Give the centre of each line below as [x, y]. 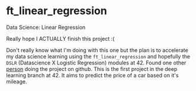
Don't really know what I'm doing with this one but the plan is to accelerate [97, 50]
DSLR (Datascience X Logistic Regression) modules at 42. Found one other [96, 63]
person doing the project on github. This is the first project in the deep [92, 69]
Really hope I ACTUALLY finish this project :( [60, 38]
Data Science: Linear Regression [46, 27]
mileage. [17, 82]
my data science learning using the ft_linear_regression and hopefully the [98, 56]
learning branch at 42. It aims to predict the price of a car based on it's [92, 75]
